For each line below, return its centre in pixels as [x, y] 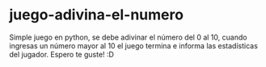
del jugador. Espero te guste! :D [61, 54]
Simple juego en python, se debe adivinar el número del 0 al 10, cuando [128, 37]
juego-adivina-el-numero [97, 15]
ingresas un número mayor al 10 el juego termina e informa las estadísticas [133, 45]
